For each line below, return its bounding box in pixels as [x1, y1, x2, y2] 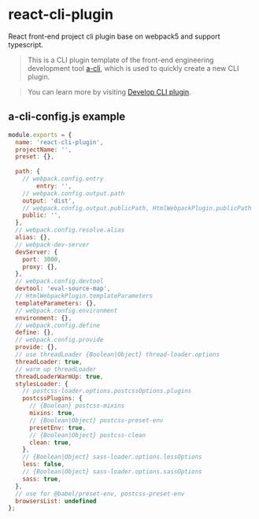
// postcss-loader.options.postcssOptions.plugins [22, 387, 192, 395]
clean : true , [28, 439, 72, 447]
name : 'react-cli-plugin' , [15, 138, 104, 146]
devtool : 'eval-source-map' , [15, 285, 111, 293]
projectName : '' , [15, 146, 72, 154]
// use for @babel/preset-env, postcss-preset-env [15, 490, 185, 498]
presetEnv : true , [28, 424, 87, 432]
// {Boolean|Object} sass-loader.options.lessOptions [22, 453, 202, 462]
